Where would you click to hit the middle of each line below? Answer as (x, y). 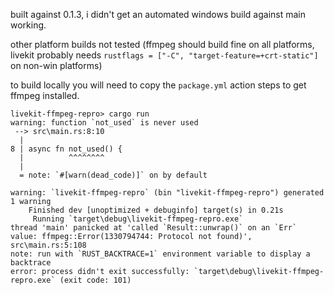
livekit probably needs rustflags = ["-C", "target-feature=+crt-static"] (164, 55)
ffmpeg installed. (45, 95)
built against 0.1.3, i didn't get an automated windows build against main (158, 14)
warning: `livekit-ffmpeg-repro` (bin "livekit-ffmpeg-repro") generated (167, 193)
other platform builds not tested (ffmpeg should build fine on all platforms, (162, 44)
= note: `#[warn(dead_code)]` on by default (113, 175)
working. (28, 25)
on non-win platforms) (56, 65)
